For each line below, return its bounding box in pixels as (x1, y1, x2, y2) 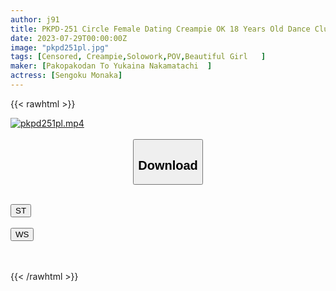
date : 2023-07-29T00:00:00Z (10, 33, 128, 43)
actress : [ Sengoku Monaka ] (10, 71, 123, 81)
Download (138, 157, 198, 173)
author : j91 (10, 14, 60, 25)
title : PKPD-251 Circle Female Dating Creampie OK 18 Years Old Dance (10, 24, 311, 34)
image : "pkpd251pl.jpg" (10, 42, 110, 53)
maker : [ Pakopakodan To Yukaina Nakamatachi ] (10, 61, 213, 71)
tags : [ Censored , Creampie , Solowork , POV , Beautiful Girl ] (10, 52, 267, 62)
